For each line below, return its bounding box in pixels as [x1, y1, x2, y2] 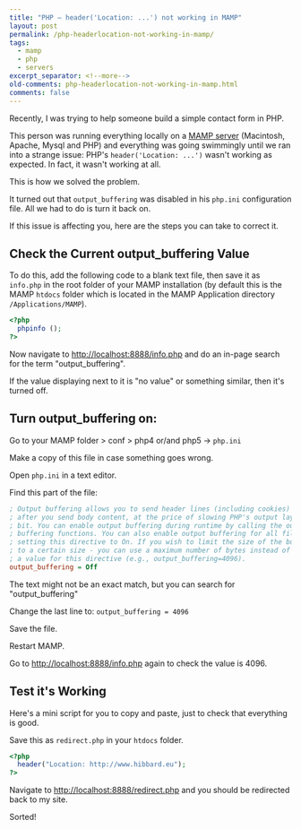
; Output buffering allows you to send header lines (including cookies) [9, 504, 291, 514]
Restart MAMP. [9, 640, 65, 651]
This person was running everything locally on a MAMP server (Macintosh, [9, 130, 285, 141]
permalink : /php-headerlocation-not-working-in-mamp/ [9, 30, 215, 39]
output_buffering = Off [9, 562, 99, 572]
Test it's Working [9, 684, 107, 699]
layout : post [9, 22, 58, 30]
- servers [17, 64, 54, 73]
